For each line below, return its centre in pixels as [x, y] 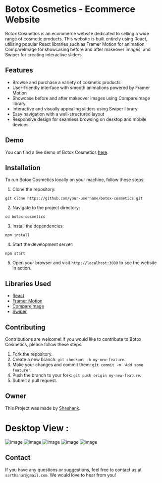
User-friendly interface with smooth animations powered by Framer [81, 88]
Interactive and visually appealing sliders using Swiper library [75, 108]
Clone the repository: [34, 190]
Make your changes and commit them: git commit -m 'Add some [78, 365]
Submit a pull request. [35, 381]
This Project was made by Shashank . [43, 408]
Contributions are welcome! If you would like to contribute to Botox [73, 339]
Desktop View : [37, 428]
